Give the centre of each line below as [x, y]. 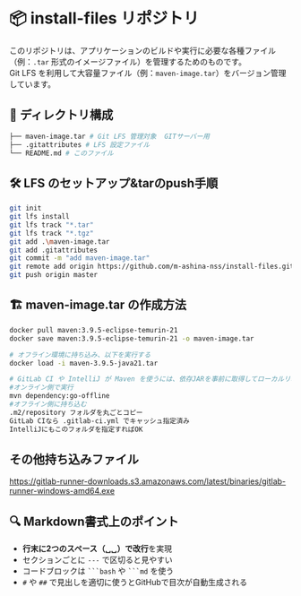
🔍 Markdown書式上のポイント [94, 521]
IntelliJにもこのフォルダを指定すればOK [76, 429]
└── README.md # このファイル [61, 153]
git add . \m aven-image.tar [60, 242]
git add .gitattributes [54, 250]
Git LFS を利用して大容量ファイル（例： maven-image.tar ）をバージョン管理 [148, 73]
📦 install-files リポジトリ [104, 18]
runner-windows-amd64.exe [62, 491]
